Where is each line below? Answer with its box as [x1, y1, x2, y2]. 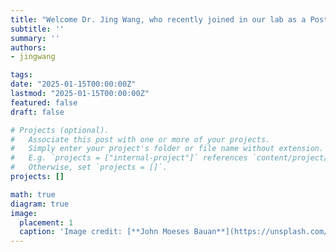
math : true [10, 189, 56, 200]
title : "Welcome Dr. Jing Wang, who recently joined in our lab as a [10, 14, 307, 25]
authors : [10, 42, 47, 53]
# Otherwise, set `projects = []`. [10, 162, 168, 173]
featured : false [10, 97, 78, 108]
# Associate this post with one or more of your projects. [10, 134, 271, 145]
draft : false [10, 107, 65, 117]
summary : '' [10, 33, 60, 43]
